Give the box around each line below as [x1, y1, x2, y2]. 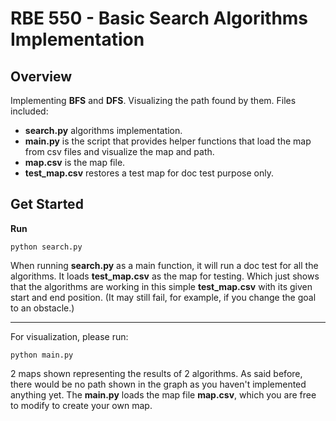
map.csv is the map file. [24, 157, 126, 168]
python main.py [10, 350, 74, 360]
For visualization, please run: [10, 330, 129, 342]
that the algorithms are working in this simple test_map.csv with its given [10, 280, 313, 292]
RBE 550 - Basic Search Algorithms [10, 7, 309, 30]
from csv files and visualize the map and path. [24, 146, 215, 157]
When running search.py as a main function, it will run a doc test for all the [10, 259, 319, 271]
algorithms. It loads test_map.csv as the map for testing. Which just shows [10, 270, 320, 282]
